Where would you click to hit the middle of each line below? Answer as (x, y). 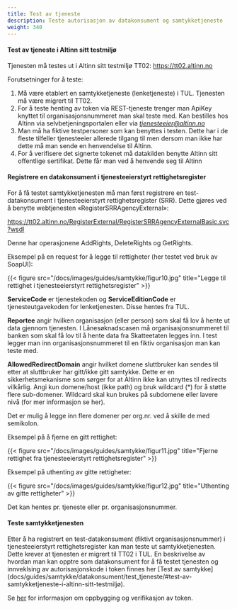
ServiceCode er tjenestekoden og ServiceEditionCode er (92, 299)
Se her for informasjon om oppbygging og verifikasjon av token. (100, 598)
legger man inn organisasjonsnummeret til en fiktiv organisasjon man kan (114, 343)
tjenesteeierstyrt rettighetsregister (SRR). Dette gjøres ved (142, 200)
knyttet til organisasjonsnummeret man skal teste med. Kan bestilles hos (123, 116)
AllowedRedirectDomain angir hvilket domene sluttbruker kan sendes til (113, 364)
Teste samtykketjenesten (46, 523)
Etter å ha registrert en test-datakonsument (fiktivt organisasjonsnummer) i (116, 539)
